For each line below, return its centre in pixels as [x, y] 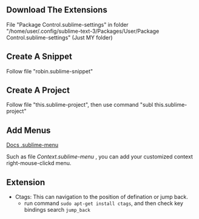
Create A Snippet [39, 57]
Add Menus [29, 130]
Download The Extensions [57, 10]
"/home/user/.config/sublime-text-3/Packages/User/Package [83, 31]
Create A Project [38, 90]
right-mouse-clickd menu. [39, 163]
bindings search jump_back [57, 210]
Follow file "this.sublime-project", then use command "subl [80, 105]
